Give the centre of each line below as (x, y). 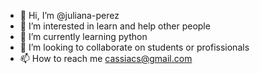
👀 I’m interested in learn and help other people (115, 26)
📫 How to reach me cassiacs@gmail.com (106, 58)
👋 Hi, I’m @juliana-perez (69, 15)
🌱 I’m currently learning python (83, 36)
